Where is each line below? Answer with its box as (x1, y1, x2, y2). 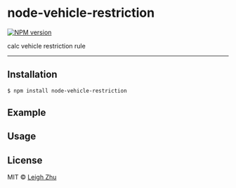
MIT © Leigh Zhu (7, 173, 57, 182)
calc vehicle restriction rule (7, 41, 86, 50)
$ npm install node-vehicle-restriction (7, 87, 128, 94)
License (7, 154, 43, 166)
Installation (7, 69, 58, 81)
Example (7, 107, 46, 119)
